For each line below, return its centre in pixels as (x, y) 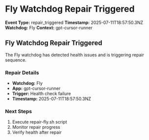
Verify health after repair (37, 132)
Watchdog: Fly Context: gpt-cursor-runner (49, 27)
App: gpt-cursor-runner (36, 88)
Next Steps (19, 111)
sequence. (16, 60)
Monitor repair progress (36, 127)
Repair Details (22, 73)
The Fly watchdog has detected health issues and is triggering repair (75, 55)
